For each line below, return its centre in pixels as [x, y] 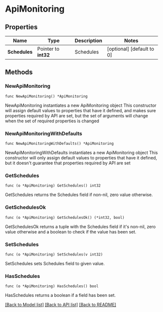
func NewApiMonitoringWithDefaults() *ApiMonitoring [59, 143]
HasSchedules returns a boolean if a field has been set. [60, 295]
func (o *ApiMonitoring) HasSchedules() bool [52, 286]
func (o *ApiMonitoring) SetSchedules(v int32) [54, 254]
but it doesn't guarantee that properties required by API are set [68, 163]
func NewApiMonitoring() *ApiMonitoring [47, 96]
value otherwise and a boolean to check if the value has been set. [71, 232]
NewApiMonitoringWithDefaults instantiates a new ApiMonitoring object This [81, 153]
